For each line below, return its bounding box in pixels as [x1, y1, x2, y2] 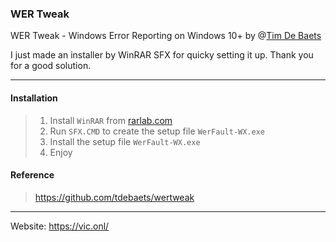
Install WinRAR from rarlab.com [49, 114, 173, 126]
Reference [10, 169, 55, 181]
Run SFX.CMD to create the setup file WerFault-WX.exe [49, 125, 266, 137]
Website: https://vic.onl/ [10, 220, 110, 232]
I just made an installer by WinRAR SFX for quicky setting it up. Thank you [10, 49, 314, 61]
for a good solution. [10, 60, 92, 72]
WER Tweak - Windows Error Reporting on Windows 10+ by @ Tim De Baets [10, 30, 322, 42]
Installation [10, 92, 58, 104]
